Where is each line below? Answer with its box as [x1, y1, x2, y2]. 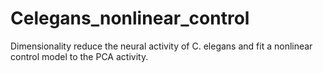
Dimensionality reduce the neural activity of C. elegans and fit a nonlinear [10, 40, 313, 52]
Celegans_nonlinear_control [10, 7, 250, 30]
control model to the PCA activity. [10, 50, 149, 62]
